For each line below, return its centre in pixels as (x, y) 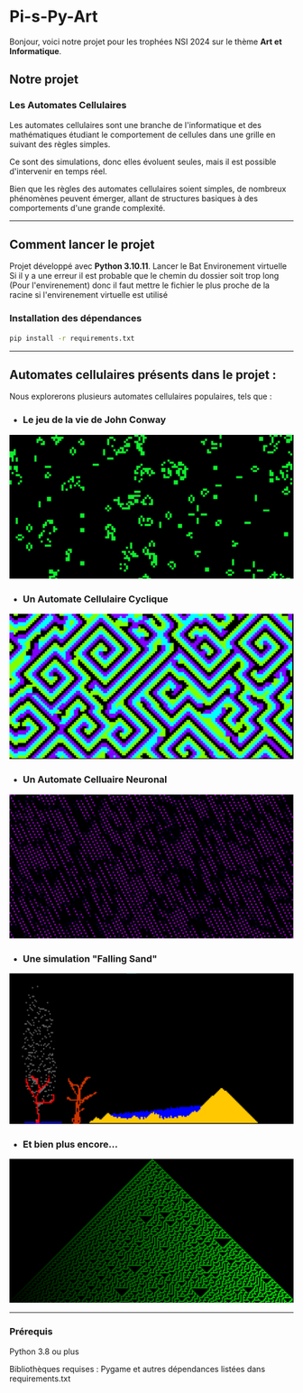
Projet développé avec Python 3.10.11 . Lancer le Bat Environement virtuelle (148, 266)
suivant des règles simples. (60, 144)
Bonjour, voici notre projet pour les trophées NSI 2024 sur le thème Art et (146, 42)
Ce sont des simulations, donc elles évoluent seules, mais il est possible (143, 161)
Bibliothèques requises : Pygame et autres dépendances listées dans (138, 1369)
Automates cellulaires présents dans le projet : (143, 375)
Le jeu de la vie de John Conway (94, 420)
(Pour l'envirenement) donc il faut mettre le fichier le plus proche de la (140, 285)
